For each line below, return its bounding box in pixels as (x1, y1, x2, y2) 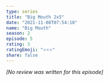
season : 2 (6, 31, 31, 36)
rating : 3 (6, 42, 31, 48)
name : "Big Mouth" (6, 25, 51, 31)
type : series (6, 8, 38, 15)
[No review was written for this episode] (6, 68, 104, 75)
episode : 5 (6, 36, 33, 42)
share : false (6, 52, 38, 58)
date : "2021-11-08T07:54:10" (6, 19, 78, 25)
